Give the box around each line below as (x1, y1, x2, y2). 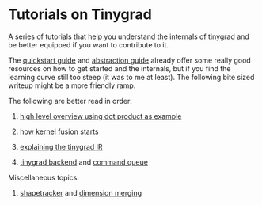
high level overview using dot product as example (19, 111, 182, 120)
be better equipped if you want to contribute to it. (8, 40, 169, 49)
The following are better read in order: (8, 96, 133, 105)
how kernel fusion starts (19, 127, 99, 136)
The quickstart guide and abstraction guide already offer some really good (8, 55, 251, 65)
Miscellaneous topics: (8, 173, 79, 182)
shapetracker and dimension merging (19, 188, 142, 197)
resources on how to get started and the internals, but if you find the (8, 63, 231, 73)
